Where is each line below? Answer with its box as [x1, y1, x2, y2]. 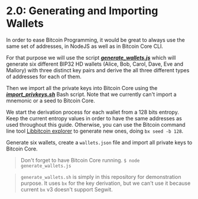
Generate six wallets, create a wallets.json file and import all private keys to [6, 139, 193, 146]
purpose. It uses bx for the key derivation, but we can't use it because [20, 179, 191, 187]
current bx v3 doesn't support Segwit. [20, 185, 113, 193]
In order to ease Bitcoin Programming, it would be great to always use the [6, 36, 185, 43]
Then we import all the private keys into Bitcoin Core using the [6, 84, 158, 91]
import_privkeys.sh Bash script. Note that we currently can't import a [6, 91, 177, 98]
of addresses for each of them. [6, 73, 82, 80]
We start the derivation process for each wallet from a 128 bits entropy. [6, 108, 179, 115]
